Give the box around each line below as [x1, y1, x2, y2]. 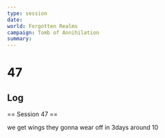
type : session [7, 10, 48, 17]
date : [7, 16, 23, 23]
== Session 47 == [7, 110, 58, 118]
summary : [7, 36, 32, 42]
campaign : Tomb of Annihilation [7, 29, 99, 36]
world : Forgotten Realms [7, 23, 78, 29]
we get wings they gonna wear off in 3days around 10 [7, 124, 159, 132]
